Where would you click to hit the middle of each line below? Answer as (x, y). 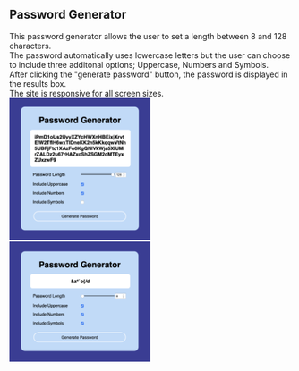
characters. (30, 46)
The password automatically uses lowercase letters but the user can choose (150, 55)
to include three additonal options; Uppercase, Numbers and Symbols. (139, 64)
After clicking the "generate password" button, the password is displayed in (149, 74)
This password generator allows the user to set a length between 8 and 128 (148, 36)
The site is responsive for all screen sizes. (86, 93)
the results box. (38, 83)
